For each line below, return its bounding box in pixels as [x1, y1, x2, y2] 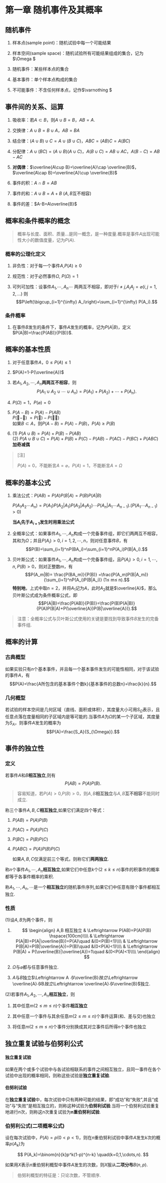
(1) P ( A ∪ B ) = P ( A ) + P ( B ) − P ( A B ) [12, 430, 82, 436]
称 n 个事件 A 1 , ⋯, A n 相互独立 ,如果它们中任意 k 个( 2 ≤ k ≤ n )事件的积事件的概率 [5, 867, 160, 874]
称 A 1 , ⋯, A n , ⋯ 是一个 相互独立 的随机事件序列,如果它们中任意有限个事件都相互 [5, 884, 161, 891]
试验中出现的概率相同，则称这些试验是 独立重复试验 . [5, 1072, 111, 1078]
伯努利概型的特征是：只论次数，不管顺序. [17, 1172, 101, 1178]
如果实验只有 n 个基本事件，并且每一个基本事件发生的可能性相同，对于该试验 [5, 666, 160, 672]
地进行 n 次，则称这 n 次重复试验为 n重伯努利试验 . [5, 1109, 101, 1115]
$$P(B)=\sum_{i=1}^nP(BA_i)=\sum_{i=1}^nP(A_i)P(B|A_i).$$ [25, 547, 148, 552]
